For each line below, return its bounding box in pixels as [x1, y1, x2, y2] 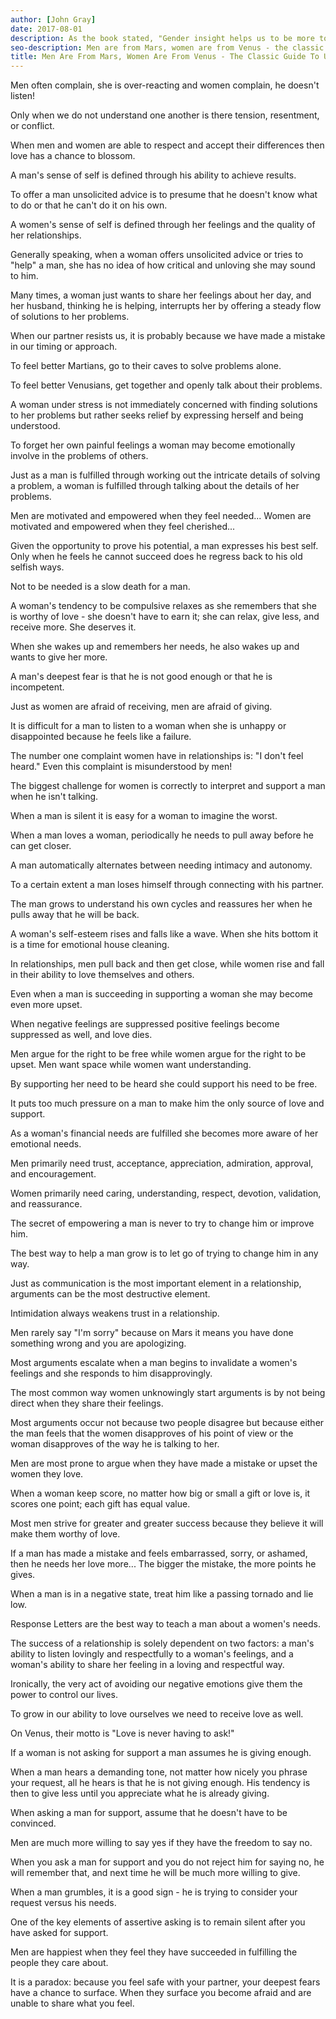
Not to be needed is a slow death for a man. [10, 581, 191, 593]
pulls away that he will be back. [10, 909, 140, 921]
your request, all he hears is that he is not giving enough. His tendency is [10, 1777, 311, 1789]
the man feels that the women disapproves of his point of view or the [10, 1427, 294, 1440]
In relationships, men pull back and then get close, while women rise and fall [10, 958, 325, 970]
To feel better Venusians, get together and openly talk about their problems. [10, 379, 323, 391]
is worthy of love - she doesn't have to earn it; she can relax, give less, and [10, 611, 320, 623]
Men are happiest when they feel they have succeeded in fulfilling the [10, 1946, 298, 1958]
